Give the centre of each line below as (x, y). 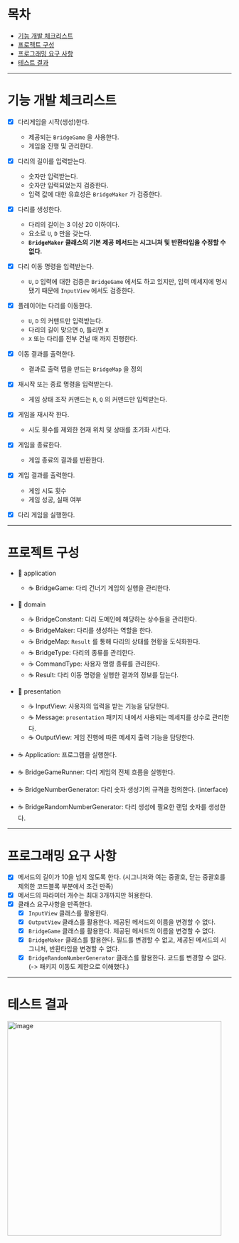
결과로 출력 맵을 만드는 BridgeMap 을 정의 (85, 369)
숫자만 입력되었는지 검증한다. (68, 185)
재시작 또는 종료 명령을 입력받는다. (65, 384)
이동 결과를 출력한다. (46, 354)
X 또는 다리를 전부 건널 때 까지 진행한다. (83, 339)
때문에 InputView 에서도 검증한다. (88, 290)
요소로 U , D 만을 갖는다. (60, 233)
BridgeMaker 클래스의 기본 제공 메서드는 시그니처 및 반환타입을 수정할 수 (127, 243)
